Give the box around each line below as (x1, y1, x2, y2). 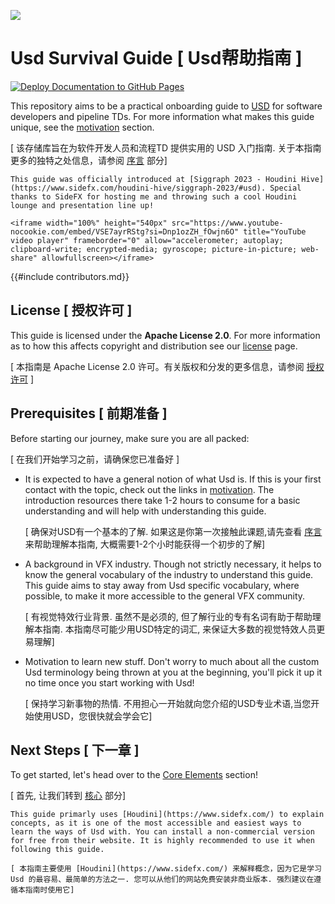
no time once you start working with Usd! (24, 676, 195, 689)
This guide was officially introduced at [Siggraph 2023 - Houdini (10, 174, 298, 184)
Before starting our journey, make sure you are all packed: (10, 432, 250, 444)
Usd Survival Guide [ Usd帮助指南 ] (10, 47, 303, 70)
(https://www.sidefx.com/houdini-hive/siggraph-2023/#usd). (10, 183, 267, 193)
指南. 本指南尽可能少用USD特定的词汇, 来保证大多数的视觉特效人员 (42, 623, 317, 635)
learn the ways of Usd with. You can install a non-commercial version (10, 827, 315, 837)
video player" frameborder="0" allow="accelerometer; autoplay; (10, 235, 284, 245)
